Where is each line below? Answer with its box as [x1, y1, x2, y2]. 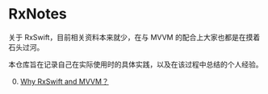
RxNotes [8, 5, 67, 23]
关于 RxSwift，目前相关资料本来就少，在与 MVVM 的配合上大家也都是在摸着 [8, 32, 261, 42]
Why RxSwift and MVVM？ [19, 76, 109, 86]
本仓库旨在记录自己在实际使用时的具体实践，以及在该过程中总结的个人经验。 [8, 59, 263, 69]
